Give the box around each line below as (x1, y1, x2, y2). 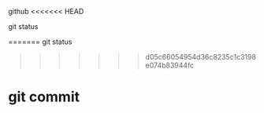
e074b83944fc (145, 60, 195, 70)
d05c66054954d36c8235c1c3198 (145, 53, 256, 61)
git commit (8, 88, 80, 106)
